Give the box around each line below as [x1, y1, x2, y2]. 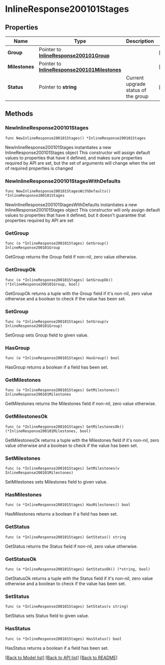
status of [126, 87, 146, 93]
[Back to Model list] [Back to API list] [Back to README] [5, 655, 118, 661]
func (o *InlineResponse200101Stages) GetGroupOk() [5, 277, 113, 282]
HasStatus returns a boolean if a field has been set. [5, 645, 109, 651]
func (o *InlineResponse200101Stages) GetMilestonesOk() [5, 424, 124, 429]
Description [126, 38, 154, 44]
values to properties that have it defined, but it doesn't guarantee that [5, 212, 146, 218]
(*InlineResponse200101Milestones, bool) [5, 428, 91, 434]
